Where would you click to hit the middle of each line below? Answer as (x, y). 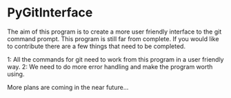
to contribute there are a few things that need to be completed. (97, 46)
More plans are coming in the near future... (68, 87)
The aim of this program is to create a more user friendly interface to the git (114, 32)
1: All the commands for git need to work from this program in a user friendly (115, 59)
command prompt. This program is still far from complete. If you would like (113, 38)
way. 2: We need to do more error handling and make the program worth (110, 66)
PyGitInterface (50, 13)
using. (16, 74)
